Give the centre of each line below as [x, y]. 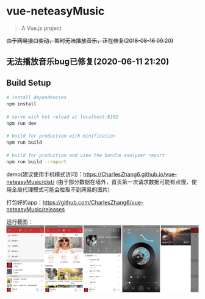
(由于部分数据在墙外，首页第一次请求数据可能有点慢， [124, 181]
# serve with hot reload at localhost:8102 [63, 117]
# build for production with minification [61, 136]
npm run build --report [37, 162]
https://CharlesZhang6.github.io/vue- [130, 174]
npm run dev [21, 123]
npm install [21, 104]
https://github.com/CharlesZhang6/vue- [93, 202]
